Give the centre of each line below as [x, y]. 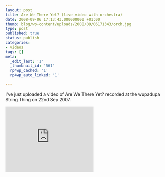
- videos [14, 47]
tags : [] [14, 52]
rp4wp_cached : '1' [29, 71]
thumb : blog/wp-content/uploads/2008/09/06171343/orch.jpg [68, 24]
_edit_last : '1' [27, 61]
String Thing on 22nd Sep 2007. [38, 99]
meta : [11, 57]
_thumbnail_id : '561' [32, 66]
